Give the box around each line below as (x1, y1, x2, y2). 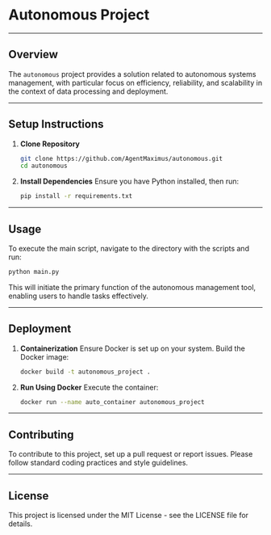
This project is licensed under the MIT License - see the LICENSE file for (8, 511, 248, 520)
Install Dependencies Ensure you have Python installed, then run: (19, 176, 240, 187)
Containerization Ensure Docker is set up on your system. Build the (19, 343, 246, 353)
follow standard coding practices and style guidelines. (8, 458, 188, 468)
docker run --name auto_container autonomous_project (19, 398, 205, 406)
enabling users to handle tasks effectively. (8, 291, 149, 301)
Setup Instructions (8, 117, 104, 131)
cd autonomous (19, 162, 68, 171)
